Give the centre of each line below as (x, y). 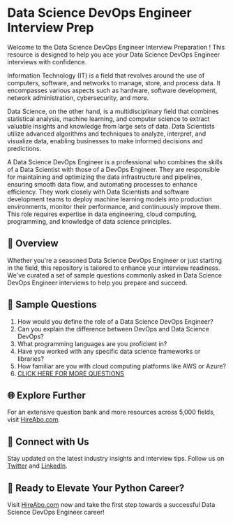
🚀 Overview (33, 244)
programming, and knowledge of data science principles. (89, 221)
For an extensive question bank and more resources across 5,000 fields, (111, 412)
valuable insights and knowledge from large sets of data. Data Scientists (111, 126)
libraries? (30, 359)
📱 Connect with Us (48, 442)
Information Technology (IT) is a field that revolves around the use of (106, 76)
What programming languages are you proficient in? (92, 343)
